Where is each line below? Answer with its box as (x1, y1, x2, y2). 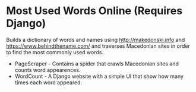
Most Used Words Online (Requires (6, 4, 183, 18)
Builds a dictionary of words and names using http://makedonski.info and (6, 36, 185, 43)
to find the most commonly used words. (6, 48, 104, 55)
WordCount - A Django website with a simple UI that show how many (14, 73, 184, 80)
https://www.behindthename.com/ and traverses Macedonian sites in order (6, 42, 190, 50)
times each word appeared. (14, 78, 83, 86)
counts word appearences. (14, 66, 81, 73)
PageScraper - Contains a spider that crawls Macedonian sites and (14, 60, 179, 67)
